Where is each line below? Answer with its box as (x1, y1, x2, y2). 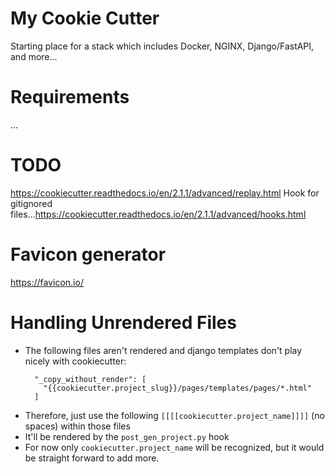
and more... (10, 50, 58, 62)
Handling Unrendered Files (10, 311, 237, 334)
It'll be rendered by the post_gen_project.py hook (24, 430, 230, 442)
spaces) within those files (24, 420, 131, 432)
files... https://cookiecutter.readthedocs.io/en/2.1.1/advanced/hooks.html (10, 208, 307, 220)
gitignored (10, 197, 53, 209)
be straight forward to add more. (24, 452, 160, 464)
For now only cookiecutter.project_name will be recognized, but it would (24, 441, 325, 453)
